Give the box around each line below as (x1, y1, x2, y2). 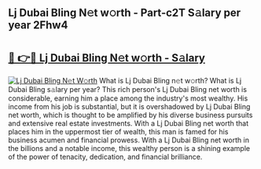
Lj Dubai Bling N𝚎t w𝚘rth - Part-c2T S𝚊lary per (8, 6, 241, 20)
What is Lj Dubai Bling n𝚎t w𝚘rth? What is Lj (99, 76, 242, 85)
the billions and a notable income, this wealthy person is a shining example (8, 144, 250, 152)
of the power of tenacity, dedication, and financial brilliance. (8, 152, 203, 161)
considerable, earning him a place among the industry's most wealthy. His (8, 94, 248, 103)
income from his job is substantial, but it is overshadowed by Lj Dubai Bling (8, 102, 251, 111)
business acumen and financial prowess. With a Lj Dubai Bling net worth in (8, 135, 250, 145)
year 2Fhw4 (8, 19, 68, 32)
